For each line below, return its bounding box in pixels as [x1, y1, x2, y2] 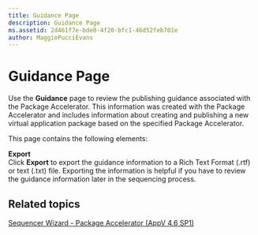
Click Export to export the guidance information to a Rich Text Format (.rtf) [8, 158, 251, 167]
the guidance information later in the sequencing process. [8, 174, 196, 184]
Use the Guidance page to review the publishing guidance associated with [8, 94, 251, 103]
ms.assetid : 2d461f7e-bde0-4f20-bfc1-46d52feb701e [8, 26, 178, 34]
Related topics [8, 197, 80, 211]
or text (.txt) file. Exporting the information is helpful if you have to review [8, 166, 246, 176]
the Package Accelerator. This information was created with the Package [8, 102, 245, 111]
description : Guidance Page [8, 19, 101, 27]
